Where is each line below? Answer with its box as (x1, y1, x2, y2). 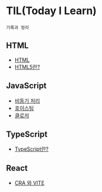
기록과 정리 (6, 25, 29, 31)
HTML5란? (14, 63, 40, 70)
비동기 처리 (14, 97, 40, 104)
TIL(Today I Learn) (6, 4, 97, 18)
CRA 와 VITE (14, 180, 45, 187)
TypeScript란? (14, 145, 49, 153)
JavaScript (6, 81, 47, 91)
